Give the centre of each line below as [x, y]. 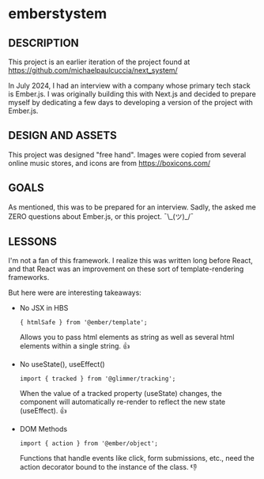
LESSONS [33, 242]
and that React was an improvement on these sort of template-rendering [126, 269]
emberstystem [58, 14]
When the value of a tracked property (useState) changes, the [121, 394]
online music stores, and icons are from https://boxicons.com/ [109, 163]
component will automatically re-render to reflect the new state [123, 402]
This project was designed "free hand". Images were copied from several [127, 154]
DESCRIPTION [43, 43]
